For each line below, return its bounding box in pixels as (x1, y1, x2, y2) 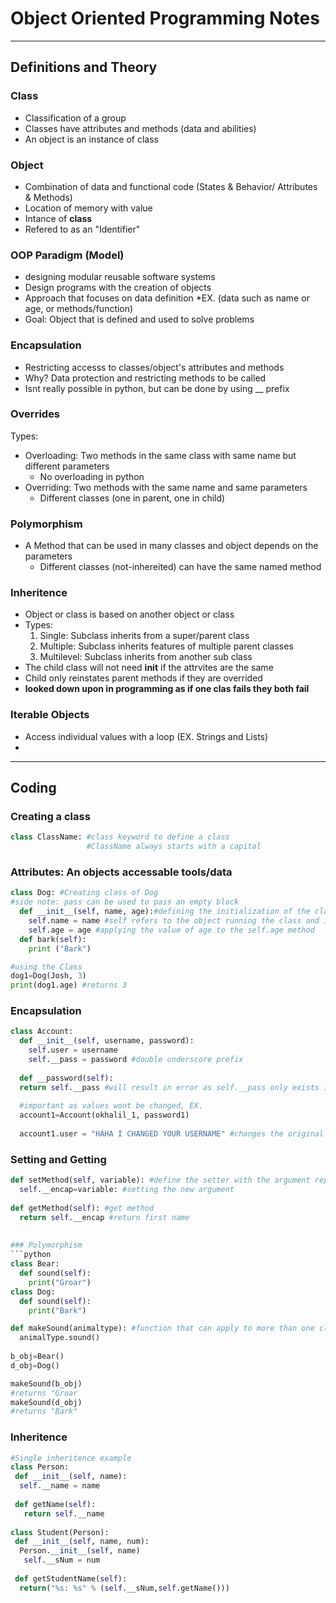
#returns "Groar (10, 1388, 78, 1398)
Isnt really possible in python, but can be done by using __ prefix (24, 382, 290, 394)
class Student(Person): (10, 1527, 110, 1537)
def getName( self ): (14, 1499, 97, 1509)
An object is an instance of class (24, 133, 159, 145)
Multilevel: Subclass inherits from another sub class (39, 651, 253, 663)
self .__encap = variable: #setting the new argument (19, 1185, 235, 1195)
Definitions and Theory (10, 59, 158, 76)
